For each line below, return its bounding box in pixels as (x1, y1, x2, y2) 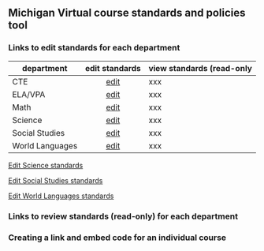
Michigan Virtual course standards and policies (8, 6, 246, 20)
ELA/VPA (12, 88, 46, 99)
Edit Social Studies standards (8, 175, 103, 185)
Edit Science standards (8, 160, 84, 170)
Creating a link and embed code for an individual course (8, 232, 227, 243)
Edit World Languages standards (8, 191, 114, 200)
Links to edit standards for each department (8, 43, 180, 54)
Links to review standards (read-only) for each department (8, 211, 239, 222)
